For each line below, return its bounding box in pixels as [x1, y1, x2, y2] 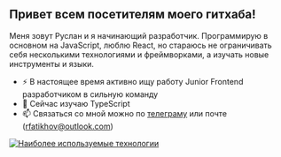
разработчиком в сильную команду [21, 88, 159, 100]
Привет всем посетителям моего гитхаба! [9, 7, 256, 22]
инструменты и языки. [9, 58, 95, 69]
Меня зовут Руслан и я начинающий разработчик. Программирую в [9, 30, 269, 41]
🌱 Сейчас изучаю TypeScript [21, 98, 130, 108]
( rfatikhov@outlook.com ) [21, 121, 113, 131]
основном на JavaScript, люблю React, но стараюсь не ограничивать [9, 40, 272, 50]
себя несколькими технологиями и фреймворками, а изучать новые [9, 49, 269, 60]
